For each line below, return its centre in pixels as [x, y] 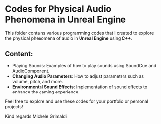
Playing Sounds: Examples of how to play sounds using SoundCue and [84, 65]
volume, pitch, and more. [38, 81]
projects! [14, 106]
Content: [19, 54]
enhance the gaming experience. [46, 92]
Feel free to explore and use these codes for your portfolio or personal [77, 101]
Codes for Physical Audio [58, 9]
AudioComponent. [31, 71]
